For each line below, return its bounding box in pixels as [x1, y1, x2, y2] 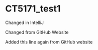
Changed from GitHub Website [5, 29, 69, 35]
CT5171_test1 [5, 3, 61, 14]
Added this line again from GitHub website [5, 38, 93, 45]
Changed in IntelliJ [5, 19, 44, 25]
